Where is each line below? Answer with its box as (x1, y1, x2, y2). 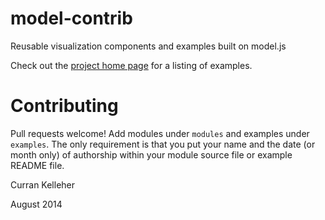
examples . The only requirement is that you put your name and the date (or (10, 138, 316, 150)
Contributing (10, 95, 119, 117)
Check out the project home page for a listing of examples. (10, 59, 253, 71)
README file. (10, 159, 65, 171)
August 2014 (10, 198, 63, 210)
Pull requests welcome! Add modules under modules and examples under (10, 127, 310, 139)
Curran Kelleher (10, 178, 76, 191)
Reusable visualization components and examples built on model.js (10, 40, 287, 52)
